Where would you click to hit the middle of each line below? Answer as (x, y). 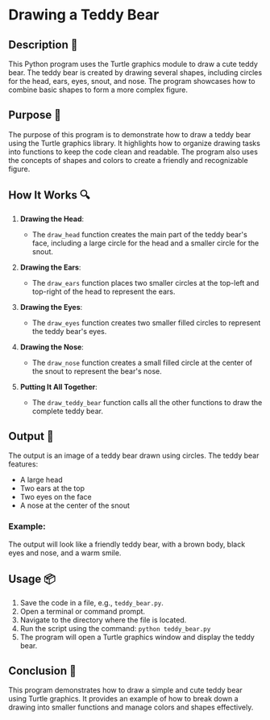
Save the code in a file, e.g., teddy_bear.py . (91, 602)
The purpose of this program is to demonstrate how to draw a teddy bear (130, 134)
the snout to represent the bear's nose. (97, 371)
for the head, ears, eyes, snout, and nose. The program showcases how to (132, 81)
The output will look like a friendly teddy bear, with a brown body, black (127, 544)
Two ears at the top (52, 488)
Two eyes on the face (56, 497)
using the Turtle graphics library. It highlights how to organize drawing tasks (134, 143)
